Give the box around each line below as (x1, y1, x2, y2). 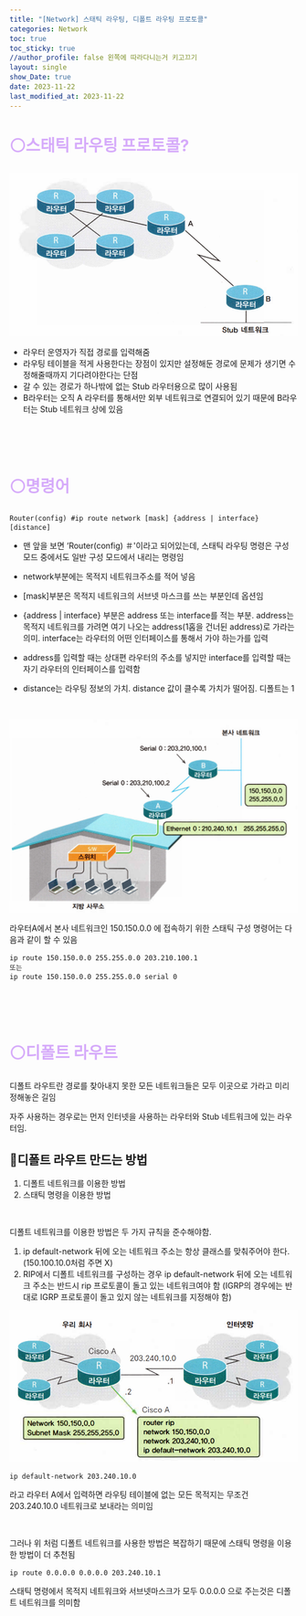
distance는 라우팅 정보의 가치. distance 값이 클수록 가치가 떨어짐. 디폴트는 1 (22, 683, 295, 694)
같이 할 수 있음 (26, 935, 78, 945)
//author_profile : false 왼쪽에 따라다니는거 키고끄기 (9, 53, 198, 63)
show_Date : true (9, 73, 71, 82)
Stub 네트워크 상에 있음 (39, 404, 123, 415)
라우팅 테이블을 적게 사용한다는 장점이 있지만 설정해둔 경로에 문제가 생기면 (22, 358, 287, 369)
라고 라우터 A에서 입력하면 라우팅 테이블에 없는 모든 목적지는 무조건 (9, 1489, 249, 1500)
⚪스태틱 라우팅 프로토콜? (9, 135, 190, 155)
